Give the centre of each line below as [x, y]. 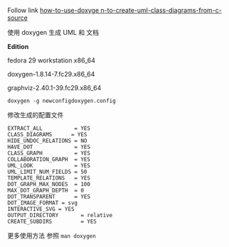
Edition [18, 46]
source [18, 18]
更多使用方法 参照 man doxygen [52, 236]
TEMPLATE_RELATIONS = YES [49, 178]
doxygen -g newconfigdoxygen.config [62, 101]
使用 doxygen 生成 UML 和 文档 [53, 32]
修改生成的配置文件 [36, 115]
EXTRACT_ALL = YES [49, 128]
